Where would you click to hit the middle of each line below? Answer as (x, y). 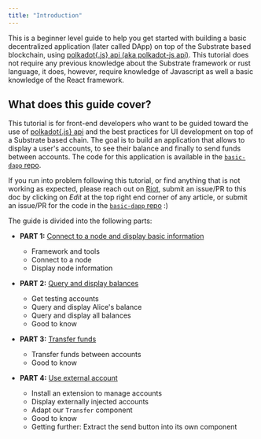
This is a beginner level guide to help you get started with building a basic (127, 38)
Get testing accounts (65, 299)
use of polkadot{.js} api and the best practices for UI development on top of (131, 132)
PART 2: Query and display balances (79, 284)
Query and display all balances (81, 315)
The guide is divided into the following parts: (80, 221)
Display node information (72, 268)
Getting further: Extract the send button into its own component (134, 427)
